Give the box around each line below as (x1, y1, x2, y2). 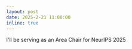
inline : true (6, 20, 39, 26)
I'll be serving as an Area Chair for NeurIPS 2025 (6, 36, 127, 44)
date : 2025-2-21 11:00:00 (6, 14, 70, 20)
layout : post (6, 8, 39, 15)
